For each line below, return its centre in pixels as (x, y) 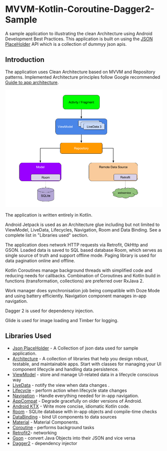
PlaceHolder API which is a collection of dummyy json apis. (66, 44)
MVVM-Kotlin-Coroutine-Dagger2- (80, 9)
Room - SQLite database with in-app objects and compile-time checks (84, 411)
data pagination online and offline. (40, 260)
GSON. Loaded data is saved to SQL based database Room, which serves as (84, 250)
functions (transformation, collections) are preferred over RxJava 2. (75, 281)
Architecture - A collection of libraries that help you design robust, (80, 358)
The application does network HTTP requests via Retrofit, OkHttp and (77, 244)
